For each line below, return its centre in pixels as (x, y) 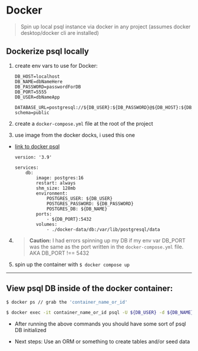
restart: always (56, 183)
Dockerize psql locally (48, 52)
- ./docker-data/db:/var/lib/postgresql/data (103, 229)
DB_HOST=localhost (37, 76)
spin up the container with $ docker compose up (72, 264)
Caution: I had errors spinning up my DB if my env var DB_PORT (107, 240)
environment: (52, 193)
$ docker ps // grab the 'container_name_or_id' (67, 302)
